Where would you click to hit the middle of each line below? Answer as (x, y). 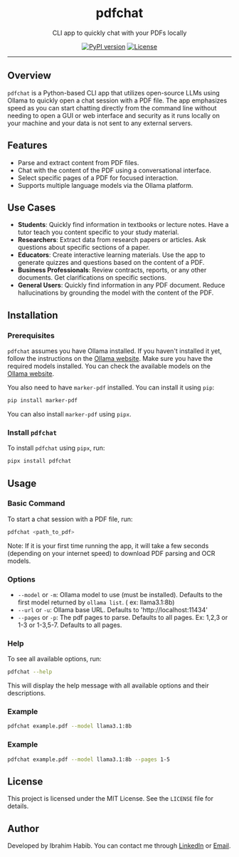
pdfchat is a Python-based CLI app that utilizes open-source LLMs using (114, 93)
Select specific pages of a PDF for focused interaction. (98, 178)
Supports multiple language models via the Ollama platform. (105, 185)
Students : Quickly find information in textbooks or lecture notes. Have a (123, 225)
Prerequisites (31, 335)
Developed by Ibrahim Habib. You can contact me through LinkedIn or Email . (119, 846)
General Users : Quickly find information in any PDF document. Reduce (121, 285)
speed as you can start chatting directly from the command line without (112, 107)
